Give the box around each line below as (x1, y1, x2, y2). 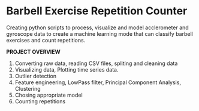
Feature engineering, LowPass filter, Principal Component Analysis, (14, 79, 182, 86)
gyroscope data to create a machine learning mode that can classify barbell (6, 30, 193, 37)
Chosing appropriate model (14, 91, 83, 98)
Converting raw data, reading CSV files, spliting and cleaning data (14, 60, 178, 67)
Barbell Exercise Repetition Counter (6, 4, 188, 18)
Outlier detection (14, 72, 57, 79)
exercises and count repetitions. (6, 36, 86, 44)
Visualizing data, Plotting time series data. (14, 66, 119, 73)
